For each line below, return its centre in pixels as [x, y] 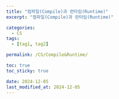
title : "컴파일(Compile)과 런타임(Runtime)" [57, 11]
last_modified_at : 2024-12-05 [43, 87]
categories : [21, 28]
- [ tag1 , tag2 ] [30, 44]
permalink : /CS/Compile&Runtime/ [47, 55]
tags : [13, 39]
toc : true [18, 65]
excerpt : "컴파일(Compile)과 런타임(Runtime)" [60, 17]
